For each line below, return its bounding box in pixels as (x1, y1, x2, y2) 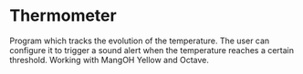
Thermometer (9, 5, 117, 26)
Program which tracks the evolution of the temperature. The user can (9, 35, 270, 46)
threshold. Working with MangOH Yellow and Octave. (9, 54, 210, 65)
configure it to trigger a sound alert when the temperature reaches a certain (9, 44, 295, 55)
